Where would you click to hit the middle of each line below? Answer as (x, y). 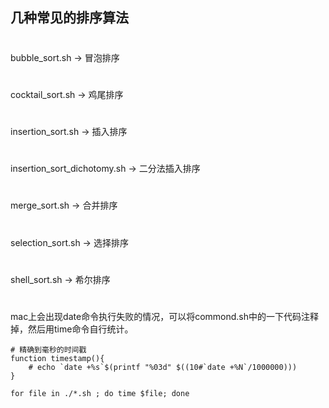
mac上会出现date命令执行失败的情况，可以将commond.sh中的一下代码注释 (165, 316)
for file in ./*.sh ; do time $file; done (100, 393)
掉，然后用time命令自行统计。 (72, 329)
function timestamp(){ (57, 358)
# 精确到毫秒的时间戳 (48, 349)
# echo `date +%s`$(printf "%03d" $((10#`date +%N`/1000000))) (163, 367)
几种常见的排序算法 (69, 18)
